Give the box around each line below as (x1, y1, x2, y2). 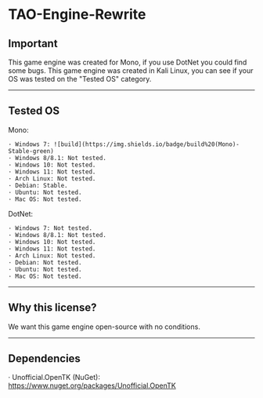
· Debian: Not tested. (8, 258, 82, 266)
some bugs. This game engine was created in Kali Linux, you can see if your (8, 66, 254, 75)
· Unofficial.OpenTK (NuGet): (8, 373, 100, 382)
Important (8, 37, 58, 50)
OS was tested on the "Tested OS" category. (8, 75, 152, 83)
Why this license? (8, 301, 97, 315)
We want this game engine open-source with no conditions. (8, 322, 201, 331)
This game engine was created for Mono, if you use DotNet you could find (8, 57, 247, 67)
